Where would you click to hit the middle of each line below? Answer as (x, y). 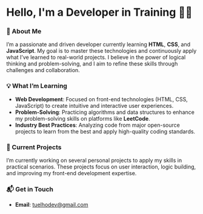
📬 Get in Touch (30, 189)
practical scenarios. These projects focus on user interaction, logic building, (101, 167)
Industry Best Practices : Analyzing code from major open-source (97, 125)
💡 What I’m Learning (37, 86)
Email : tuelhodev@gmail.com (52, 205)
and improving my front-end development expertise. (72, 173)
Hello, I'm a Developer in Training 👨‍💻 (99, 12)
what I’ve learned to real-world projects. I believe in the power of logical (96, 58)
